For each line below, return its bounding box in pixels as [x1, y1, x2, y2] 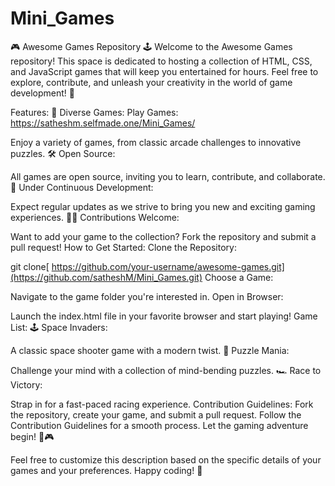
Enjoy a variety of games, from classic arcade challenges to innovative [10, 136, 302, 148]
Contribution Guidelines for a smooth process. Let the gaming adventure [10, 419, 309, 431]
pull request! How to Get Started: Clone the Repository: [10, 241, 237, 253]
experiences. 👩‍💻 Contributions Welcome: [10, 211, 180, 223]
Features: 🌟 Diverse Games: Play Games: [10, 106, 179, 118]
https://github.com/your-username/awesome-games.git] [51, 260, 285, 272]
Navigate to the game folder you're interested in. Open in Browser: [10, 290, 284, 302]
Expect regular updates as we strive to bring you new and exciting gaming [10, 200, 316, 212]
